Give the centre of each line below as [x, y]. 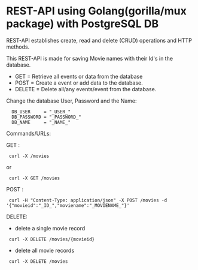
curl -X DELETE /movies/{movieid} [52, 239]
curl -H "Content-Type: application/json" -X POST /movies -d [88, 200]
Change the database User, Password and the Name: [71, 101]
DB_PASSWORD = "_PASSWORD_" [47, 117]
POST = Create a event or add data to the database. [79, 83]
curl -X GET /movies [34, 178]
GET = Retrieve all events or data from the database [79, 76]
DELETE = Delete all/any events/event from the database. [86, 89]
